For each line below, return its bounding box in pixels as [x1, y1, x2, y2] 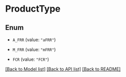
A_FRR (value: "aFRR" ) [12, 36, 56, 43]
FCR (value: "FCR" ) [12, 56, 49, 62]
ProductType [5, 3, 61, 15]
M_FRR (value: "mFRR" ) [12, 47, 56, 52]
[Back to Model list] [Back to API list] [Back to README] [5, 66, 121, 72]
